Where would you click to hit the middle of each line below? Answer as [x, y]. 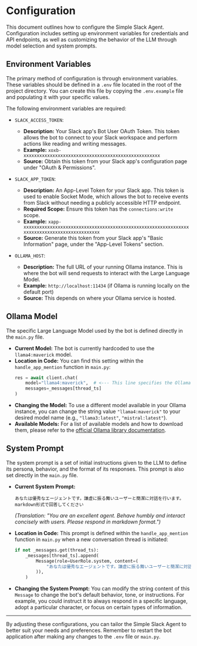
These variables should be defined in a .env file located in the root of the [94, 84]
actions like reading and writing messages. [75, 143]
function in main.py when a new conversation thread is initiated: [91, 539]
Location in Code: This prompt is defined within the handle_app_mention [101, 533]
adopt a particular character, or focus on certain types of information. [98, 607]
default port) [38, 292]
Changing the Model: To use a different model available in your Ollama [100, 405]
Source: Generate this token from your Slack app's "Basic [93, 238]
